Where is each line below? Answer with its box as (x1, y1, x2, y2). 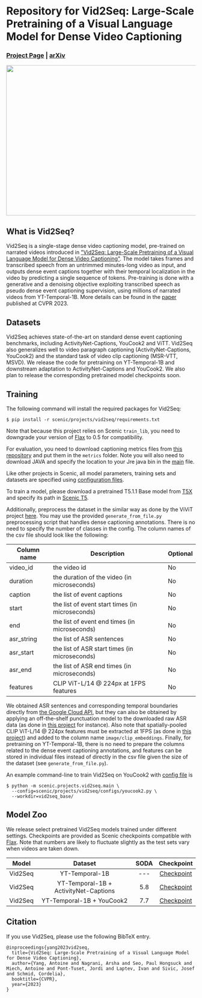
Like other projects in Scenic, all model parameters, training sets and (6, 469, 176, 476)
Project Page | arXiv (6, 51, 66, 60)
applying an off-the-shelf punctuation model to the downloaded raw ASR (6, 715, 187, 722)
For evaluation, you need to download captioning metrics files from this (6, 445, 183, 452)
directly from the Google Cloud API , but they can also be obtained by (6, 708, 177, 715)
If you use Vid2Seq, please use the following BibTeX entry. (6, 932, 151, 940)
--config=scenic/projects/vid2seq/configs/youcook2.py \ (11, 788, 158, 794)
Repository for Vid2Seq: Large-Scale (6, 4, 194, 18)
